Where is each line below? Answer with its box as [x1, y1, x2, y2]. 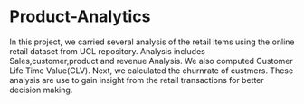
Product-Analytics [9, 6, 151, 27]
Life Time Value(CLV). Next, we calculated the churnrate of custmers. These [9, 65, 294, 76]
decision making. [9, 84, 73, 95]
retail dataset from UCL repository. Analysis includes [9, 45, 205, 56]
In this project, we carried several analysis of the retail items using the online [9, 36, 296, 47]
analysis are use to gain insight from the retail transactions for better [9, 74, 264, 85]
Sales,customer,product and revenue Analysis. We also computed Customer [9, 55, 293, 66]
